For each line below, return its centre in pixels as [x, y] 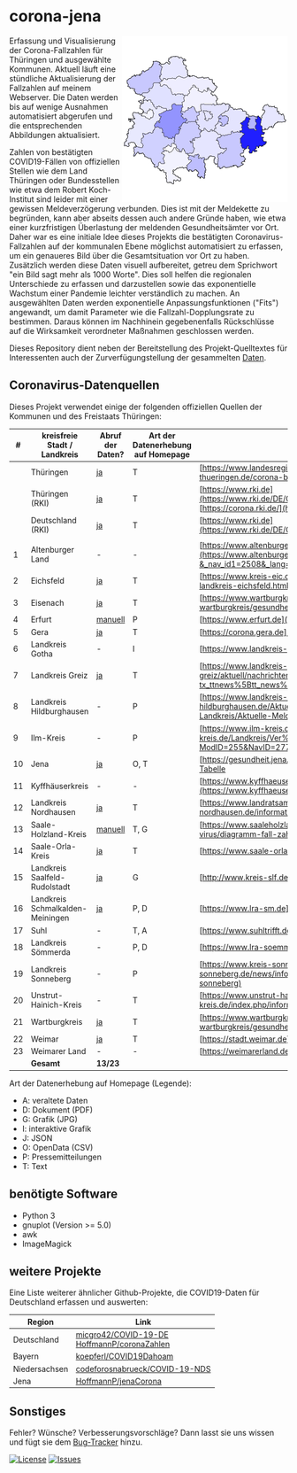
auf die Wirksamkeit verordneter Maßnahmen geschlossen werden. [132, 330]
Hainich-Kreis [56, 1005]
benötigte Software [64, 1194]
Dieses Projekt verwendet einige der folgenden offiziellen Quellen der [136, 407]
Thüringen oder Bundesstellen [65, 180]
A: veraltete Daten [55, 1100]
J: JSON [37, 1138]
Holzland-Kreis [58, 833]
